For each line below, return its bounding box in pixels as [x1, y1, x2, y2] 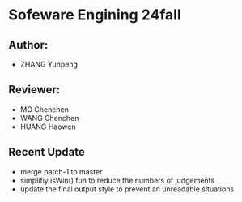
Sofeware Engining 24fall [8, 6, 182, 24]
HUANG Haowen [19, 122, 76, 131]
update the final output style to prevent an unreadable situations [19, 184, 235, 194]
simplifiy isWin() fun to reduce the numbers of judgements [19, 175, 215, 185]
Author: [8, 38, 49, 52]
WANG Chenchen [19, 113, 79, 122]
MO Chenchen [19, 104, 69, 114]
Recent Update [8, 145, 85, 159]
